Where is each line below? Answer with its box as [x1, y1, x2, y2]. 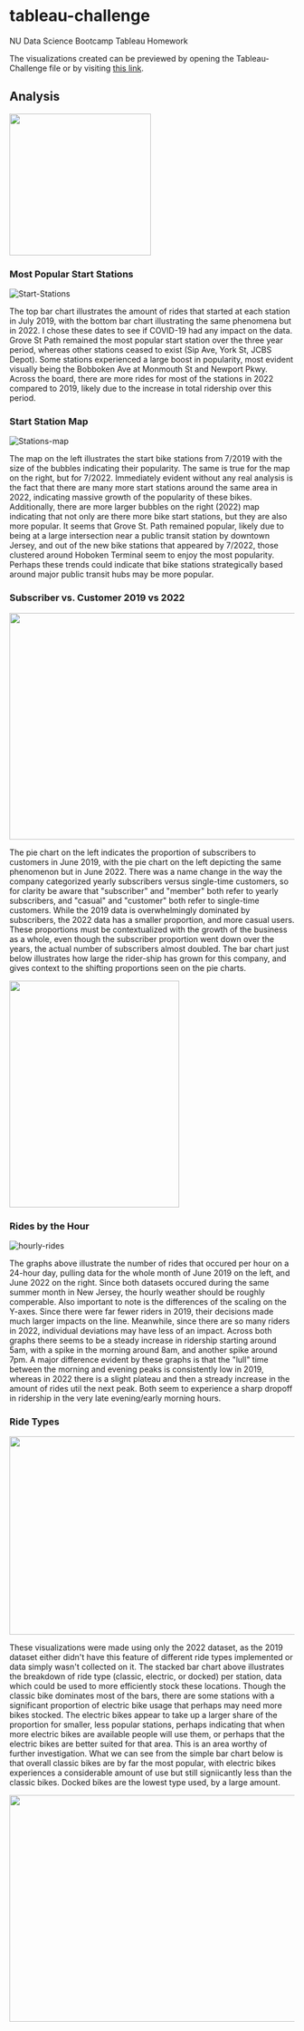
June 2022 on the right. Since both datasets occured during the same [9, 1277, 270, 1288]
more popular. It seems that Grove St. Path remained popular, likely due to [9, 520, 285, 531]
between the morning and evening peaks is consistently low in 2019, [9, 1364, 264, 1375]
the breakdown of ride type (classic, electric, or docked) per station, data [9, 1671, 282, 1682]
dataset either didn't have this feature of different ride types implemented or [9, 1652, 293, 1663]
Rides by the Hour [9, 1220, 90, 1232]
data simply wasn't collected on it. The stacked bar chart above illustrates [9, 1661, 285, 1673]
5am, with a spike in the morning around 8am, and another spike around [9, 1344, 278, 1356]
